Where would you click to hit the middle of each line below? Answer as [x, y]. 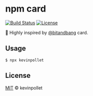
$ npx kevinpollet [25, 60]
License [18, 76]
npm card [26, 9]
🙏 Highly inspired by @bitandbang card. [47, 32]
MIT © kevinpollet [24, 88]
